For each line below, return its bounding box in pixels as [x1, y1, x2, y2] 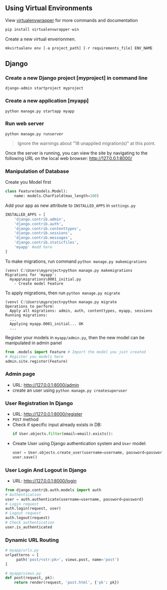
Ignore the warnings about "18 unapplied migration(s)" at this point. [17, 140, 156, 146]
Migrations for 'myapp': [5, 272, 57, 277]
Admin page [5, 371, 35, 378]
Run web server [5, 120, 44, 127]
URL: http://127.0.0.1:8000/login [12, 478, 77, 484]
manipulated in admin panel [5, 340, 62, 346]
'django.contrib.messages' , [14, 235, 72, 240]
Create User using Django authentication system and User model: [12, 440, 147, 446]
